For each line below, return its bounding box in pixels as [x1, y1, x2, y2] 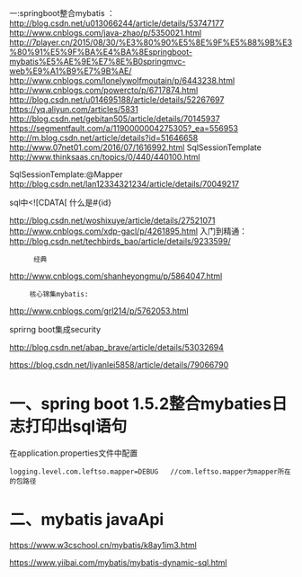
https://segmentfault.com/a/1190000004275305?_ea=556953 [9, 123, 238, 133]
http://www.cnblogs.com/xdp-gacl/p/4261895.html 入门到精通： [9, 226, 247, 236]
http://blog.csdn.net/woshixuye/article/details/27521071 [9, 215, 216, 226]
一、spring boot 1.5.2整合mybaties [9, 394, 272, 414]
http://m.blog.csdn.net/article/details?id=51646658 [9, 133, 199, 143]
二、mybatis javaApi [9, 510, 164, 530]
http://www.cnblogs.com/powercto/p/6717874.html [9, 84, 199, 95]
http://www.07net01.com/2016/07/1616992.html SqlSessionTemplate [9, 142, 262, 153]
